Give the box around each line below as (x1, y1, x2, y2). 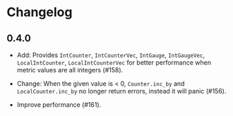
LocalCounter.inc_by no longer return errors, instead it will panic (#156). (16, 87, 227, 95)
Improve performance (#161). (16, 101, 102, 109)
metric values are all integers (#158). (16, 66, 124, 74)
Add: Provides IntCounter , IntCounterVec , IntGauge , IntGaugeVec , (16, 51, 205, 59)
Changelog (6, 4, 73, 20)
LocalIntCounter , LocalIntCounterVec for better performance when (16, 58, 212, 67)
